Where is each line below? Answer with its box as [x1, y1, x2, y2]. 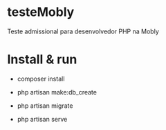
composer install [17, 74, 65, 83]
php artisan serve [17, 115, 68, 123]
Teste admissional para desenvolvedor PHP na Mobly [7, 27, 159, 35]
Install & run [7, 51, 77, 67]
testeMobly [7, 4, 75, 20]
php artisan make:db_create [17, 88, 97, 96]
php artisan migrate [17, 101, 73, 110]
